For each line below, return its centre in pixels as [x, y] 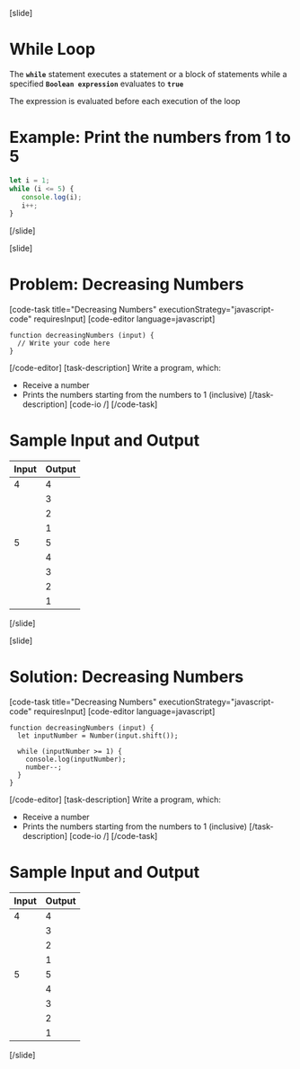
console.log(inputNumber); [76, 760]
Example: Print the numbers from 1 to [150, 137]
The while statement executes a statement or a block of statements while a [148, 74]
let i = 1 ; [30, 180]
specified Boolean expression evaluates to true [97, 84]
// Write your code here [64, 344]
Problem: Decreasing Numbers [127, 284]
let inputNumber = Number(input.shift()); [98, 736]
